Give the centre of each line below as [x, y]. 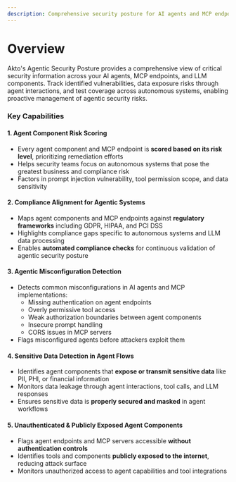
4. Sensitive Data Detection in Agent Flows [71, 356]
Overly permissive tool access [72, 310]
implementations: [42, 295]
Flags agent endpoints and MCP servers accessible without [104, 440]
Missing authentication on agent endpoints [90, 302]
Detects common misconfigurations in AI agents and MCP [101, 288]
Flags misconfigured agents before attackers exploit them [101, 340]
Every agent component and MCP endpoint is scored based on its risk [120, 149]
